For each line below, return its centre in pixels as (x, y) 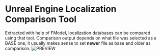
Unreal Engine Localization (61, 9)
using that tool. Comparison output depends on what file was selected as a (81, 38)
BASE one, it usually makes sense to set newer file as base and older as (78, 43)
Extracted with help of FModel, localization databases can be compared (78, 33)
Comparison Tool (41, 19)
